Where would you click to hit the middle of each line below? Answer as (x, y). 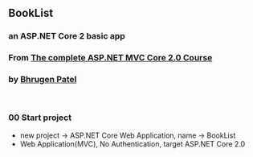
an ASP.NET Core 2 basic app (67, 36)
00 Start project (40, 118)
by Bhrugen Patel (43, 80)
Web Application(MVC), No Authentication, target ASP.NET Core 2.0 (133, 143)
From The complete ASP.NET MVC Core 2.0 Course (110, 58)
